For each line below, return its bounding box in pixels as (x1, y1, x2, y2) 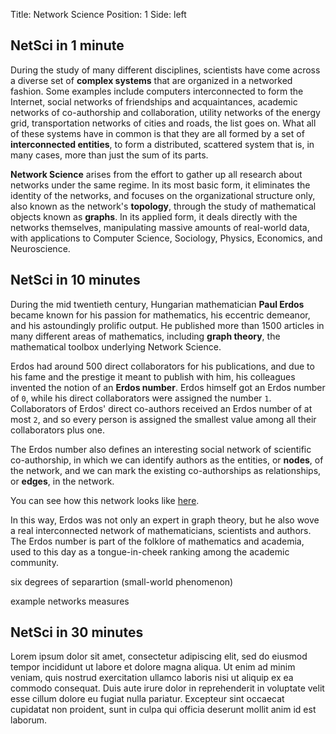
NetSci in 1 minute (10, 37, 125, 54)
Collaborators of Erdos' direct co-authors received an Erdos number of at (10, 402, 313, 414)
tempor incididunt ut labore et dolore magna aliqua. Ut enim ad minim (10, 661, 296, 673)
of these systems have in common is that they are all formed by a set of (10, 127, 305, 139)
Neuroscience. (10, 242, 71, 254)
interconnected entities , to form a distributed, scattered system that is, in (10, 138, 315, 150)
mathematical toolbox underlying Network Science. (10, 340, 222, 353)
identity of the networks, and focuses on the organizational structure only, (10, 189, 316, 201)
